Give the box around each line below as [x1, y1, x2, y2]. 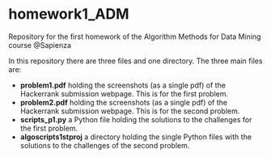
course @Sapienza [8, 40, 71, 49]
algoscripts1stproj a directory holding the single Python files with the [19, 131, 252, 142]
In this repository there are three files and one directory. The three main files [8, 56, 263, 66]
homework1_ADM [8, 5, 129, 23]
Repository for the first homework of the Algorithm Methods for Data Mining [8, 32, 261, 41]
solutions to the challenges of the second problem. [19, 140, 190, 150]
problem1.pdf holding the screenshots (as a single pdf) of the [19, 80, 227, 90]
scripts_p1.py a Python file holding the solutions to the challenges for [19, 114, 252, 124]
